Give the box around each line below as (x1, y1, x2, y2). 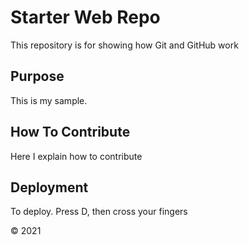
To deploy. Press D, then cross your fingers (10, 206, 188, 218)
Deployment (10, 179, 89, 196)
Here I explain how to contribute (10, 150, 143, 162)
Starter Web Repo (10, 6, 161, 29)
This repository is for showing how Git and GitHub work (10, 39, 239, 51)
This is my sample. (10, 94, 88, 106)
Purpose (10, 68, 65, 85)
